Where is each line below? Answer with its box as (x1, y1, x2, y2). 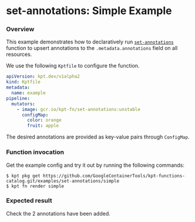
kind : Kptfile (6, 79, 41, 85)
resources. (6, 51, 32, 58)
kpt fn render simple (11, 183, 65, 189)
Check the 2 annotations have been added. (6, 210, 110, 217)
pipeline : (6, 95, 31, 101)
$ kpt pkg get (6, 173, 41, 179)
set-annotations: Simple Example (6, 4, 172, 18)
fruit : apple (27, 123, 59, 129)
